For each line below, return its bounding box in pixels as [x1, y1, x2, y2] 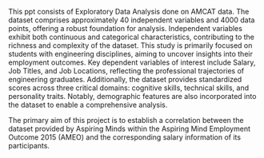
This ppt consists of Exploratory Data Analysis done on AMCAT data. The [8, 7, 250, 16]
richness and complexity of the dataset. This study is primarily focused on [8, 41, 253, 50]
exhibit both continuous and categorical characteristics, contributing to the [8, 32, 254, 41]
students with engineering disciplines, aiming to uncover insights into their [8, 49, 254, 58]
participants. [8, 141, 50, 150]
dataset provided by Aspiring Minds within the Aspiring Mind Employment [8, 124, 250, 133]
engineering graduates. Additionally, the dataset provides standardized [8, 75, 242, 84]
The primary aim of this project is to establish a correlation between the [8, 116, 244, 124]
